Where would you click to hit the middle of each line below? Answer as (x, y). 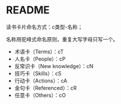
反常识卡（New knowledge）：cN (54, 66)
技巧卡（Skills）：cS (38, 73)
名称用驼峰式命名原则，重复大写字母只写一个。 (62, 39)
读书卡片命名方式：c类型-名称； (45, 27)
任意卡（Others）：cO (40, 95)
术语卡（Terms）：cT (39, 51)
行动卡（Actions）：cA (41, 80)
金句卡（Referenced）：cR (45, 88)
